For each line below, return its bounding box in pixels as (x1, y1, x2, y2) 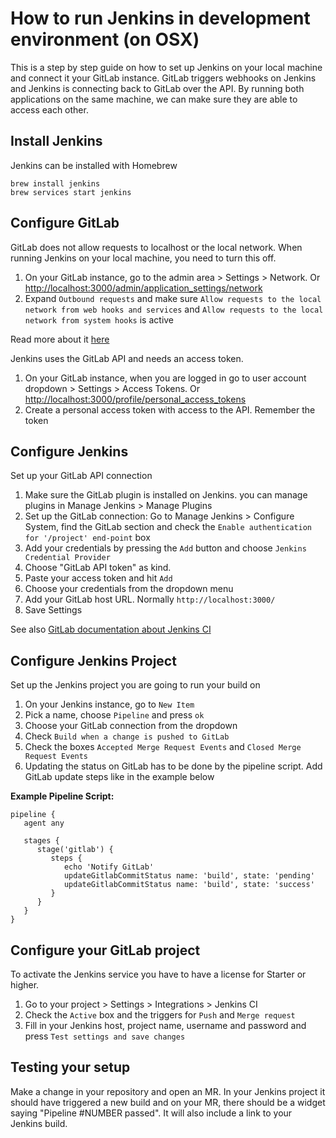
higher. (10, 979, 40, 991)
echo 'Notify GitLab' (63, 862, 155, 872)
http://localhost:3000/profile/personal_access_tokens (24, 393, 247, 405)
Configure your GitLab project (10, 942, 201, 959)
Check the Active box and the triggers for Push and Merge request (24, 1009, 296, 1021)
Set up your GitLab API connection (10, 470, 153, 482)
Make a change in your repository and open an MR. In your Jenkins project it (10, 1085, 326, 1097)
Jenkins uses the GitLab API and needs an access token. (10, 352, 244, 364)
